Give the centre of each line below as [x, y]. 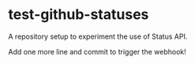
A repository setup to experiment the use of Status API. [98, 36]
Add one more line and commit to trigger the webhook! [97, 51]
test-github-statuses [79, 15]
